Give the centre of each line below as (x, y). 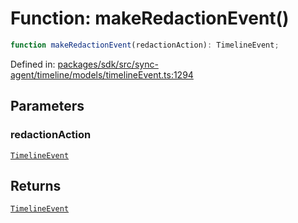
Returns (36, 185)
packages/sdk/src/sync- (108, 64)
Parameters (47, 106)
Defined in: (33, 64)
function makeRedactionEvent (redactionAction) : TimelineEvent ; (145, 45)
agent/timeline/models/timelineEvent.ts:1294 (102, 74)
